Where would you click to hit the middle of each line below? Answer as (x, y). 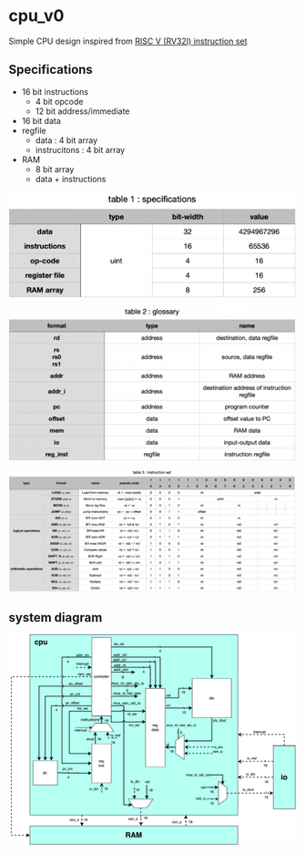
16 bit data (41, 120)
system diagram (56, 617)
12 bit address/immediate (82, 111)
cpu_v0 (36, 16)
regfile (34, 130)
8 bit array (55, 169)
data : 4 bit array (66, 140)
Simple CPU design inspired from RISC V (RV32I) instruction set (128, 41)
